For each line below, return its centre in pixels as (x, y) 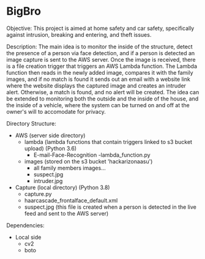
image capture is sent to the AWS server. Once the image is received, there (101, 59)
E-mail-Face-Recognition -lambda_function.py (92, 155)
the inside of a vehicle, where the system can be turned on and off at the (98, 105)
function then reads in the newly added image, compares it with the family (100, 72)
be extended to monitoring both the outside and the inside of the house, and (102, 99)
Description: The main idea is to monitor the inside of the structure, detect (99, 47)
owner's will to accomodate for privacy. (56, 111)
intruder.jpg (48, 181)
